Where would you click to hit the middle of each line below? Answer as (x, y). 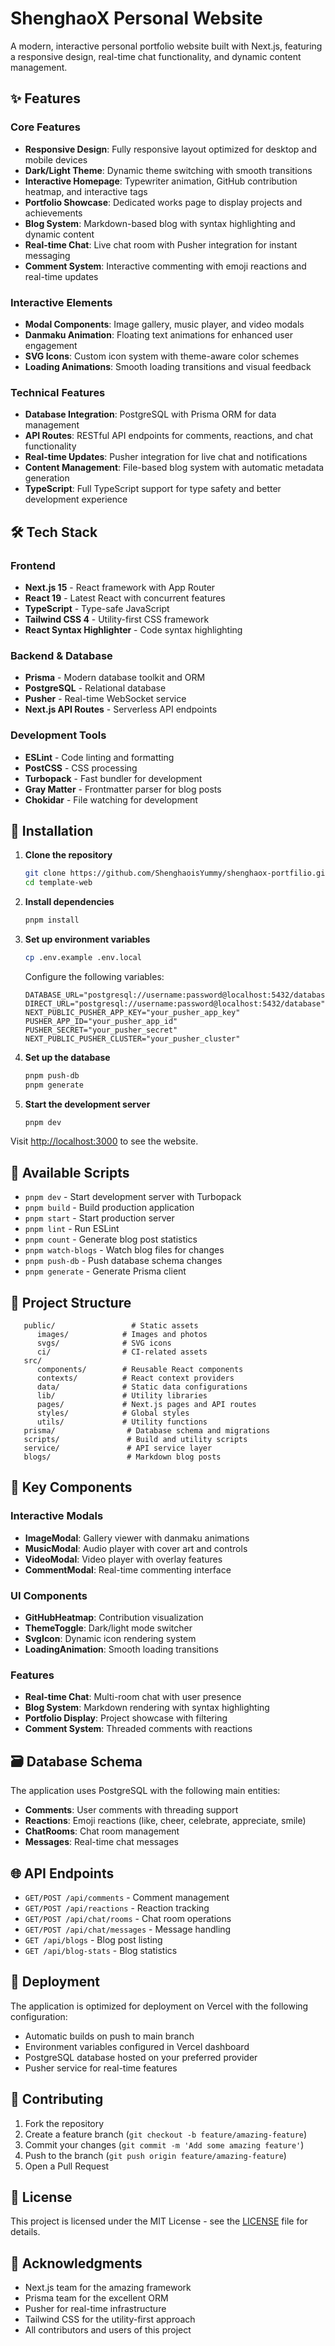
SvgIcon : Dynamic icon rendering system (110, 1639)
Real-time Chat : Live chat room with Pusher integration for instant (161, 244)
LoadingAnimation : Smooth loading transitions (121, 1649)
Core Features (45, 127)
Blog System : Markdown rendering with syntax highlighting (147, 1708)
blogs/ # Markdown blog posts (122, 1457)
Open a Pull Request (67, 2166)
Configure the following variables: (94, 976)
